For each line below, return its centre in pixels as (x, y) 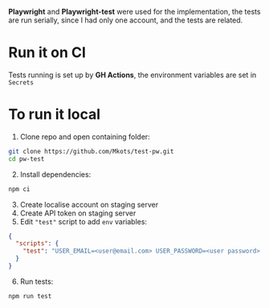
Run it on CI (47, 53)
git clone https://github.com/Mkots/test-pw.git (91, 151)
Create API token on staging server (78, 213)
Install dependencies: (55, 174)
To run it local (55, 115)
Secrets (21, 82)
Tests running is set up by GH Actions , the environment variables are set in (132, 75)
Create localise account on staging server (89, 204)
